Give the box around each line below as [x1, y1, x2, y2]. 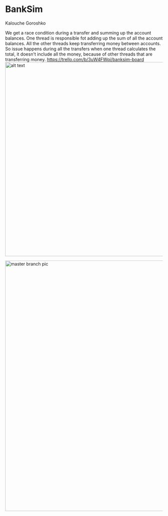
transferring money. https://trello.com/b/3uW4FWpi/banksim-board [5, 56, 144, 62]
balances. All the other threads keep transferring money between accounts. [5, 40, 161, 46]
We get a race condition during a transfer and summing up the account [5, 30, 151, 36]
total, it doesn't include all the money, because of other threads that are [5, 51, 152, 57]
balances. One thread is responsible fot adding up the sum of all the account [5, 35, 163, 41]
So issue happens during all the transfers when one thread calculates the [5, 46, 156, 52]
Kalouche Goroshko [5, 20, 46, 26]
